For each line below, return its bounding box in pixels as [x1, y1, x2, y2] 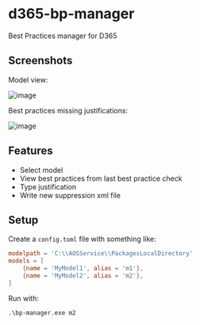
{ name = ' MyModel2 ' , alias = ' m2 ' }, [22, 272, 144, 280]
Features [8, 144, 53, 158]
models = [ [8, 257, 44, 266]
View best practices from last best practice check [19, 174, 183, 183]
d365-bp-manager [8, 5, 135, 23]
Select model [19, 165, 63, 174]
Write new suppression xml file [19, 190, 121, 200]
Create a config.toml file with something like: [8, 235, 156, 244]
